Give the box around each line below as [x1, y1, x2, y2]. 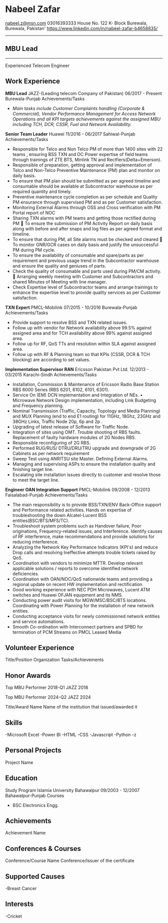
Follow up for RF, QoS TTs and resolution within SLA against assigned [12, 340, 156, 346]
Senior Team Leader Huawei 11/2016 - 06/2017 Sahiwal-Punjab [5, 131, 136, 137]
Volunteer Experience [5, 643, 74, 652]
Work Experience [5, 77, 60, 85]
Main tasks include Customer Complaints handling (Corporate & [12, 105, 145, 111]
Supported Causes [5, 872, 65, 880]
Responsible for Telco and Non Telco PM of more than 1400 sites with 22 [12, 146, 163, 152]
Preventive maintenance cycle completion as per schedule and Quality [12, 193, 157, 199]
